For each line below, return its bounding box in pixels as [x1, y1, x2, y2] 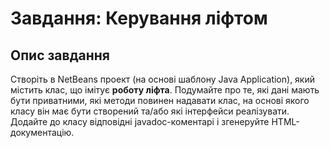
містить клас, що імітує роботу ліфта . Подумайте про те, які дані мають [10, 84, 320, 96]
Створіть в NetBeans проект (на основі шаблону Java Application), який [10, 73, 316, 85]
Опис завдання [10, 47, 110, 64]
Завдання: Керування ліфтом [10, 7, 268, 30]
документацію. [10, 127, 75, 138]
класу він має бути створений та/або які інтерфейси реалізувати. [10, 105, 290, 117]
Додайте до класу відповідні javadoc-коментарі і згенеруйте [10, 116, 270, 127]
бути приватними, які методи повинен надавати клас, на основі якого [10, 95, 310, 106]
